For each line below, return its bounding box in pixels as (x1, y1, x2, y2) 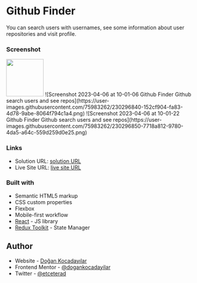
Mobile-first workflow (14, 211, 69, 219)
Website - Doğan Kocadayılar (14, 257, 87, 264)
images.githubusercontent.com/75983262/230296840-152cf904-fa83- (6, 103, 183, 111)
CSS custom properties (14, 198, 73, 205)
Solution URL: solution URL (14, 157, 82, 165)
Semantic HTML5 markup (14, 192, 78, 199)
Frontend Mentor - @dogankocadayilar (14, 263, 111, 270)
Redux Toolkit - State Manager (14, 224, 90, 231)
